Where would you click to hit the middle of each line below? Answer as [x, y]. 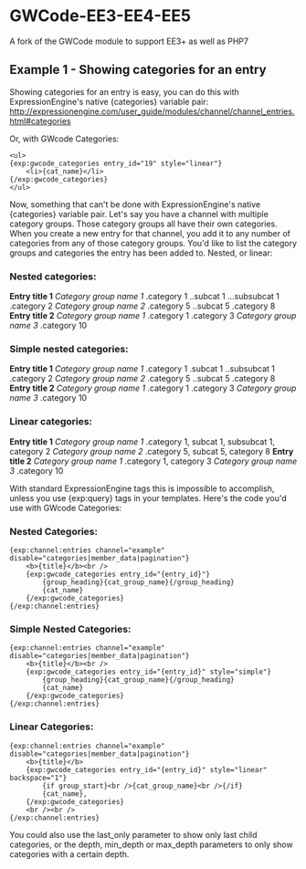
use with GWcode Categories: [66, 508]
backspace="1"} [38, 778]
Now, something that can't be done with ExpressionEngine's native [135, 204]
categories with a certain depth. [69, 853]
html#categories [40, 120]
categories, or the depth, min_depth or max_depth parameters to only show [152, 844]
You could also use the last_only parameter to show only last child [133, 834]
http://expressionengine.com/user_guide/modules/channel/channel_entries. [152, 111]
